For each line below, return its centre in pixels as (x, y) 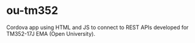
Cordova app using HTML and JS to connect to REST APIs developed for (97, 27)
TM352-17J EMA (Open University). (51, 33)
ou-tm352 (32, 11)
